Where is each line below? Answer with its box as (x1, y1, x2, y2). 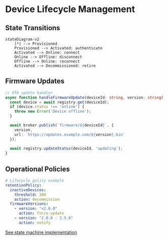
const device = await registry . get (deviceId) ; (10, 100, 109, 105)
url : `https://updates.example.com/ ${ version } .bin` (14, 132, 125, 137)
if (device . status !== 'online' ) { (10, 104, 85, 109)
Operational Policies (5, 165, 70, 173)
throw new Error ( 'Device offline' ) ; (14, 109, 92, 114)
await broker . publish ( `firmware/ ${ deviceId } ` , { (10, 123, 114, 128)
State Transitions (5, 24, 61, 32)
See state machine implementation (5, 229, 77, 235)
